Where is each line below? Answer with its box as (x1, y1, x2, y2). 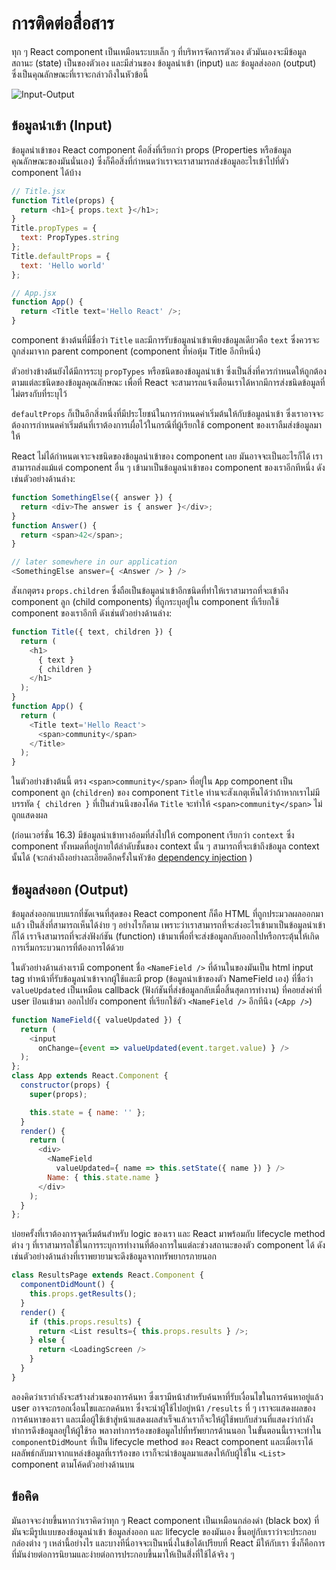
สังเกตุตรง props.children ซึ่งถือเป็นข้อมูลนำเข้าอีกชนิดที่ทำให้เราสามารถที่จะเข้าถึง (11, 585, 289, 596)
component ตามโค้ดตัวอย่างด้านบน (11, 1458, 135, 1470)
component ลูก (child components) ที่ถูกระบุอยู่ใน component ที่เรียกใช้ (11, 596, 279, 607)
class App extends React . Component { (11, 1071, 169, 1081)
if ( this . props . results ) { (29, 1317, 142, 1327)
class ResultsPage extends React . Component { (11, 1270, 204, 1281)
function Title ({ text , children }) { (11, 627, 173, 637)
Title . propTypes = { (11, 223, 98, 234)
